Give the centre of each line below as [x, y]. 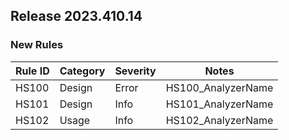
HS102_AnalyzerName [219, 120]
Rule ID [32, 71]
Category [82, 71]
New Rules [37, 45]
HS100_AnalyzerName [219, 87]
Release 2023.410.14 [76, 16]
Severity [135, 71]
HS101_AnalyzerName [219, 104]
